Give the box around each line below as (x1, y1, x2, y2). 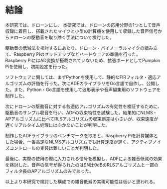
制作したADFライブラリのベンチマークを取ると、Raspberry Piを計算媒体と (5, 132, 159, 138)
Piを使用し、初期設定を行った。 (5, 63, 71, 70)
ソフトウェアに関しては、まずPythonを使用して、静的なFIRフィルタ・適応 (5, 74, 157, 80)
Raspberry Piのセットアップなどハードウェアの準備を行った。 (13, 51, 141, 57)
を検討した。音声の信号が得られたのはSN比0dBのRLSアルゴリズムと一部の (5, 162, 159, 168)
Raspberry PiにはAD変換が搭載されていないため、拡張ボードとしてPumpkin (5, 57, 161, 63)
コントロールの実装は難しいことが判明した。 (9, 145, 101, 151)
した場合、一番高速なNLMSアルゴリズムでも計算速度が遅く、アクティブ (5, 139, 153, 145)
